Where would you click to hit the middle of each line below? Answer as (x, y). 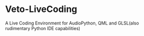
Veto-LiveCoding (41, 9)
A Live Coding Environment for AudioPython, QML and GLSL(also (72, 23)
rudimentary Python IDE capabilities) (43, 28)
